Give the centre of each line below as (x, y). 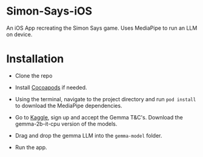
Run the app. (31, 147)
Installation (35, 59)
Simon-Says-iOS (49, 11)
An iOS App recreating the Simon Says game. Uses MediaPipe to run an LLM (102, 28)
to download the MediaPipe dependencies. (68, 105)
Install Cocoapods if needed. (51, 87)
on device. (19, 34)
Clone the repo (34, 75)
